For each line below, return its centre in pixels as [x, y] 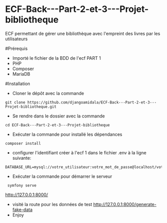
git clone [15, 102]
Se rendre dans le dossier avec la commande [59, 116]
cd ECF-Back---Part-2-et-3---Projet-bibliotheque [58, 125]
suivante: [22, 158]
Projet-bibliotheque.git [31, 107]
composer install [23, 143]
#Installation [18, 84]
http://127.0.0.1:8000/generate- [125, 204]
